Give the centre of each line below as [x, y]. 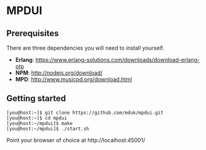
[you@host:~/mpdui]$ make [39, 123]
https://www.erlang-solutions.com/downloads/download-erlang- [117, 60]
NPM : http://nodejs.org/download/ [59, 73]
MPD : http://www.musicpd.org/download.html [73, 79]
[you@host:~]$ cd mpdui [37, 118]
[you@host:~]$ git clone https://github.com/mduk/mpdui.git [85, 113]
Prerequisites [33, 33]
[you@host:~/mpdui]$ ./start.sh [48, 129]
